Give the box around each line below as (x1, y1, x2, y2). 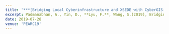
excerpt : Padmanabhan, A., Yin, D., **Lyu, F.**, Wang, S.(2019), (5, 12, 147, 17)
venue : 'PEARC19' (5, 21, 42, 26)
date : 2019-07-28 (5, 16, 42, 21)
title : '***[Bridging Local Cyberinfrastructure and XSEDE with (5, 7, 143, 12)
